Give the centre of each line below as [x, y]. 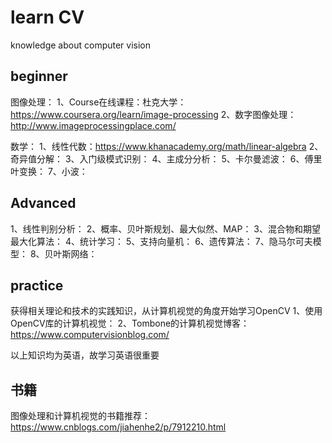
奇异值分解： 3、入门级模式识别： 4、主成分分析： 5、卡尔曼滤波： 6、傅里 [166, 158]
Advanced [43, 203]
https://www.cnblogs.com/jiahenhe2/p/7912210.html [118, 427]
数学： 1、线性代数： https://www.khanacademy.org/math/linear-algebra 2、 [167, 146]
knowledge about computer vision [81, 45]
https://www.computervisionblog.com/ [90, 335]
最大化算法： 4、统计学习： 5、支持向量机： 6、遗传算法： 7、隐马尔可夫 [161, 241]
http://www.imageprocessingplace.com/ [93, 125]
